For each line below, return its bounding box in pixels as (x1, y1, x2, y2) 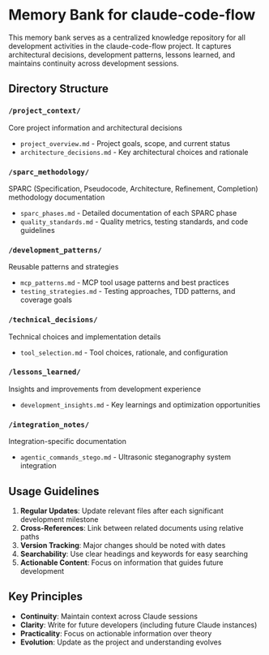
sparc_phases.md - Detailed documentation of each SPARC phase (19, 208, 237, 218)
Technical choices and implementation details (8, 331, 161, 342)
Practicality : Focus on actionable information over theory (19, 628, 212, 638)
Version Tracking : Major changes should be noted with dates (19, 540, 226, 549)
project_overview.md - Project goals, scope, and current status (19, 138, 231, 148)
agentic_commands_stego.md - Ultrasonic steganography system (19, 452, 231, 462)
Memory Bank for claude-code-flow (8, 6, 256, 24)
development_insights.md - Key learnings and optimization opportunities (19, 399, 261, 409)
